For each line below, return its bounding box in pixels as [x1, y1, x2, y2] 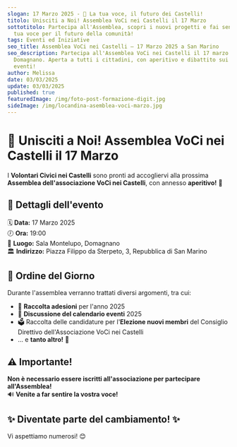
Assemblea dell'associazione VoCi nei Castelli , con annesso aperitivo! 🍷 [7, 178, 223, 187]
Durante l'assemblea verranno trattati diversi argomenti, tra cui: [7, 289, 192, 297]
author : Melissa [7, 69, 55, 76]
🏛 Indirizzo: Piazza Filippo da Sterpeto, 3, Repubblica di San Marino [7, 246, 207, 255]
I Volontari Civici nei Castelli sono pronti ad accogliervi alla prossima [7, 171, 209, 179]
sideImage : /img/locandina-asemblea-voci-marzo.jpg [7, 102, 162, 109]
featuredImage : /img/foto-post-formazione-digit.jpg [7, 96, 166, 103]
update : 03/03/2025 [7, 83, 65, 90]
